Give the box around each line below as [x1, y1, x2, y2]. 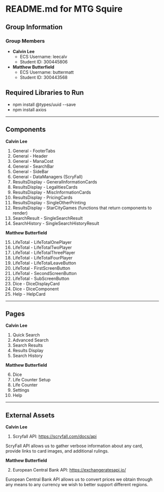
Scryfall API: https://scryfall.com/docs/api [12, 433, 97, 439]
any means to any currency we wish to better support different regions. [5, 482, 148, 488]
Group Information [5, 23, 63, 31]
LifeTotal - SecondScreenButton [12, 270, 77, 276]
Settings [12, 387, 30, 393]
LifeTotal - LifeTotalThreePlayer [12, 250, 75, 256]
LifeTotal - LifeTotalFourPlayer [12, 255, 73, 260]
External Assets [5, 411, 55, 419]
